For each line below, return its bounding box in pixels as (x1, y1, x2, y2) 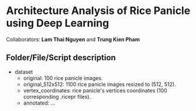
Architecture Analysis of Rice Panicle (6, 4, 191, 18)
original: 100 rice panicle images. (23, 74, 103, 81)
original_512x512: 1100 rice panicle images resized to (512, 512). (23, 81, 177, 88)
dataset (14, 68, 33, 75)
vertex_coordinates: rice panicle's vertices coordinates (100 (23, 86, 168, 94)
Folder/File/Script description (6, 53, 116, 63)
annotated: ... (23, 99, 56, 106)
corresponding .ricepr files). (23, 93, 91, 100)
